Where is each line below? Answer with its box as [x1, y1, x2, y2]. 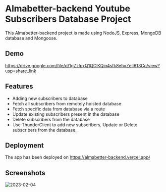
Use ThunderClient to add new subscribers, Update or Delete [12, 122, 138, 128]
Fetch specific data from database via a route [12, 106, 106, 112]
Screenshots [5, 169, 46, 177]
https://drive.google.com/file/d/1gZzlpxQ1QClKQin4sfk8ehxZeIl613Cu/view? [5, 62, 160, 68]
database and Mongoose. [5, 35, 57, 41]
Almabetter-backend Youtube [5, 3, 130, 14]
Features [5, 82, 33, 91]
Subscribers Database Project [5, 13, 131, 25]
